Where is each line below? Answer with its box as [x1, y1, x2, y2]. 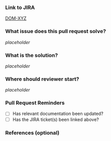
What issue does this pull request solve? [5, 28, 106, 35]
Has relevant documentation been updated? [12, 110, 104, 116]
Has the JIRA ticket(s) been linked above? [12, 116, 99, 122]
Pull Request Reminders [5, 99, 65, 106]
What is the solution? [5, 51, 58, 58]
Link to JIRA [5, 4, 35, 11]
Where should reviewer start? [5, 75, 79, 82]
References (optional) [5, 129, 60, 136]
